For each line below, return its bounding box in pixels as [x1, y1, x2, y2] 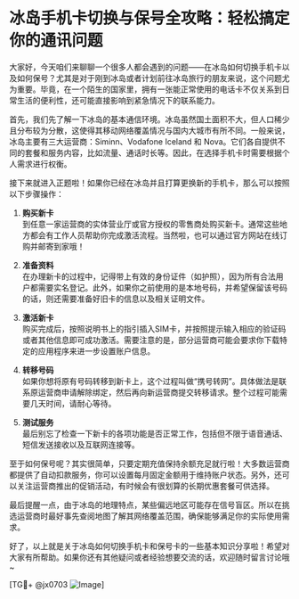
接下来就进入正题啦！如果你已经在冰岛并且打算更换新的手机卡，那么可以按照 [9, 177, 290, 188]
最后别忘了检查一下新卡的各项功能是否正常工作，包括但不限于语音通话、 [21, 428, 287, 439]
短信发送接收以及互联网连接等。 [21, 439, 140, 450]
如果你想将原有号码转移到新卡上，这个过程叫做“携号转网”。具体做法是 [21, 375, 279, 386]
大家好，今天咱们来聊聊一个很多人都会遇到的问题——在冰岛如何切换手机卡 [9, 62, 282, 72]
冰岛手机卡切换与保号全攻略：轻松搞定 [9, 8, 291, 29]
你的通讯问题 [9, 30, 104, 51]
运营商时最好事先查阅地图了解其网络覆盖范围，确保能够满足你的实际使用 [16, 510, 282, 521]
